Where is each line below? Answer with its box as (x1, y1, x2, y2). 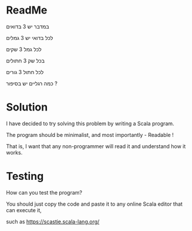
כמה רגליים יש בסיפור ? (6, 80, 58, 87)
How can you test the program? (6, 189, 82, 196)
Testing (6, 170, 44, 183)
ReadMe (6, 4, 48, 17)
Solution (6, 101, 48, 114)
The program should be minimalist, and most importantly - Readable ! (6, 131, 174, 138)
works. (6, 149, 23, 156)
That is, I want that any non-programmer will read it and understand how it (6, 142, 186, 150)
